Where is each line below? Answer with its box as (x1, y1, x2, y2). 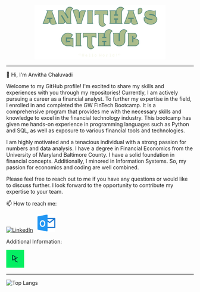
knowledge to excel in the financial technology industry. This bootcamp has (6, 114, 192, 122)
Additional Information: (6, 238, 62, 246)
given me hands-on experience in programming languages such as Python (6, 121, 189, 128)
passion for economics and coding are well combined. (6, 164, 139, 171)
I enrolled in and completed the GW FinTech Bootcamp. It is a (6, 102, 156, 109)
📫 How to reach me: (6, 200, 57, 207)
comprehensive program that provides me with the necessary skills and (6, 108, 182, 115)
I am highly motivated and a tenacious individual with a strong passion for (6, 139, 186, 146)
